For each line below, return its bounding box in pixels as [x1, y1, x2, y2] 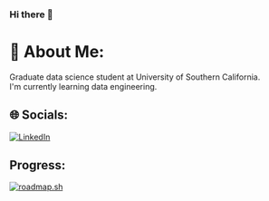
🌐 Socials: [9, 108, 69, 123]
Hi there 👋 [9, 8, 54, 21]
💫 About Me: [9, 42, 105, 62]
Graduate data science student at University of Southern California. [9, 72, 261, 82]
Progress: [9, 158, 66, 173]
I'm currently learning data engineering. [9, 81, 158, 91]
